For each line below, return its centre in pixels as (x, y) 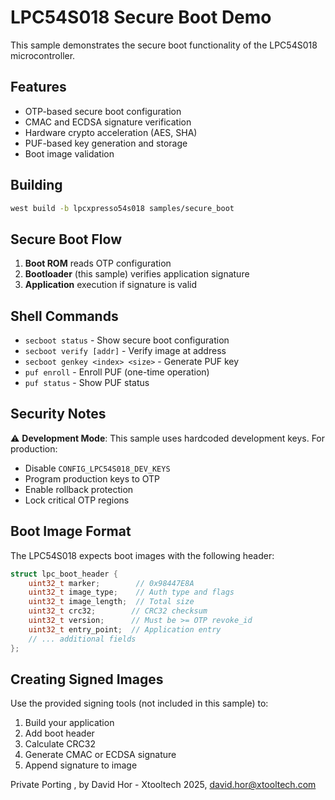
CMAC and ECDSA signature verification (108, 122)
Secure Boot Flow (66, 239)
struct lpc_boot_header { (64, 574)
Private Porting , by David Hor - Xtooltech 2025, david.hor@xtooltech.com (163, 785)
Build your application (69, 723)
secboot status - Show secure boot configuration (127, 340)
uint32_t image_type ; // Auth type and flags (131, 592)
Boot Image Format (71, 531)
